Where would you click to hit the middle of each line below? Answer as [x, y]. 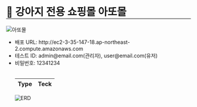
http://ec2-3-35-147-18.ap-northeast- [84, 42]
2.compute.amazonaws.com [49, 49]
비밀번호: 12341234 [37, 63]
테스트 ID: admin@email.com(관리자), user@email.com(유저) [86, 56]
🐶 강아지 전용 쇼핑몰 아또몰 [67, 12]
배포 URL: [26, 42]
